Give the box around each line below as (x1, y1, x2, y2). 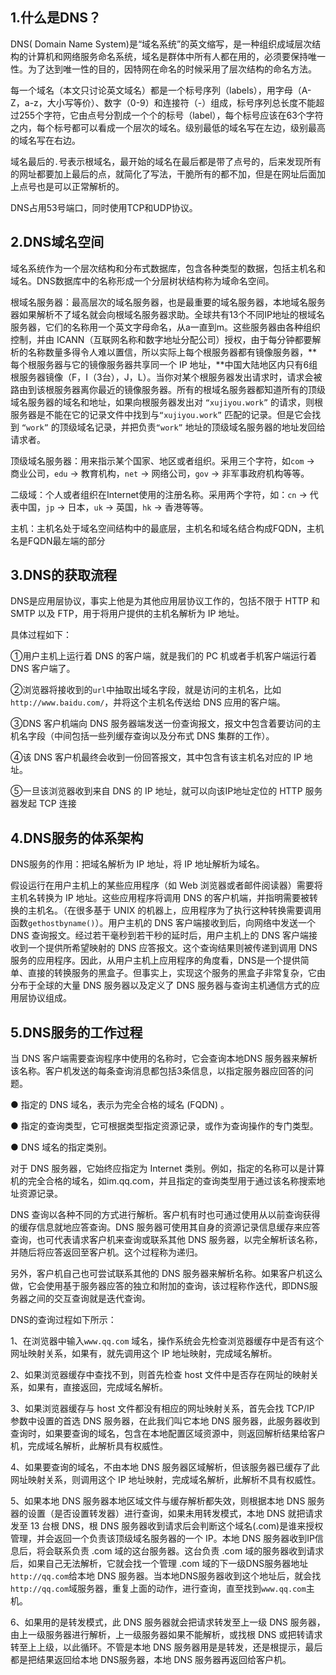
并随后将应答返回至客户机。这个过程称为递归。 (10, 1246, 203, 1258)
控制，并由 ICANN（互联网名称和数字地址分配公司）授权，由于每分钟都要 (10, 333, 313, 345)
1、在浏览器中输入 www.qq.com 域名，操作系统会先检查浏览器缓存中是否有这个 (10, 1335, 325, 1347)
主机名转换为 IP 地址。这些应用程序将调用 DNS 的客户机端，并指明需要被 (10, 892, 310, 904)
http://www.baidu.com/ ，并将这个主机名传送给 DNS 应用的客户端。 (10, 696, 286, 708)
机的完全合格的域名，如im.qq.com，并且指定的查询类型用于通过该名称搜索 (10, 1175, 317, 1187)
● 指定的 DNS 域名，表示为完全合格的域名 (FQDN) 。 (10, 1099, 230, 1111)
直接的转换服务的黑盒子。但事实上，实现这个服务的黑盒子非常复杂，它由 (27, 967, 326, 979)
